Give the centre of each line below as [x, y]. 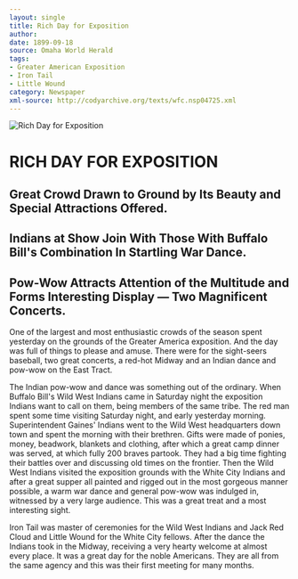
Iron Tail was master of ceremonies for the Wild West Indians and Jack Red [147, 527]
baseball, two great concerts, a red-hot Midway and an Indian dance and [143, 361]
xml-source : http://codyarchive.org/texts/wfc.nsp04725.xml [123, 100]
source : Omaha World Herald [61, 51]
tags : [19, 59]
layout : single [37, 17]
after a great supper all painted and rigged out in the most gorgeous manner [149, 482]
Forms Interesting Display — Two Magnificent [138, 296]
